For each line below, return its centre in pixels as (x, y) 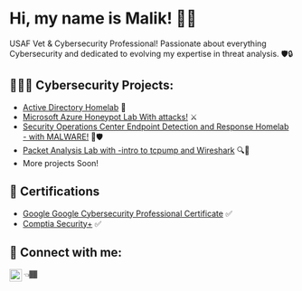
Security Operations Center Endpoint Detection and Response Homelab (156, 127)
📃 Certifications (55, 192)
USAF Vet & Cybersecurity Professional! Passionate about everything (138, 43)
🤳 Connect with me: (66, 252)
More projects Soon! (61, 163)
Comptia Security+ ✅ (62, 223)
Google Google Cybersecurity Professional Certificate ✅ (127, 213)
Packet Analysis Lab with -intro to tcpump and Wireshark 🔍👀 (136, 150)
